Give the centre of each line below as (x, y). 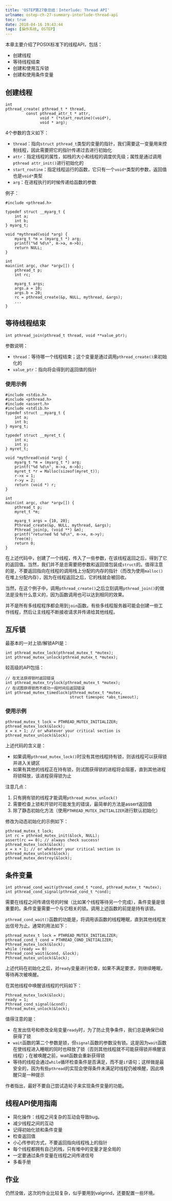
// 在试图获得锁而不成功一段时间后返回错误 (45, 688)
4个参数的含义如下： (27, 133)
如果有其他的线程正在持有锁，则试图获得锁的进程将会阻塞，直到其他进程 (89, 769)
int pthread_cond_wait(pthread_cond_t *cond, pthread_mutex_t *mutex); (83, 887)
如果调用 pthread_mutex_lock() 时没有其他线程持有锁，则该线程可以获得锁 (90, 756)
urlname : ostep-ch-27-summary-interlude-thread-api (62, 15)
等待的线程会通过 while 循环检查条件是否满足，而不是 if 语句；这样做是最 (88, 1062)
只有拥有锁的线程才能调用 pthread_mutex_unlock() (65, 798)
